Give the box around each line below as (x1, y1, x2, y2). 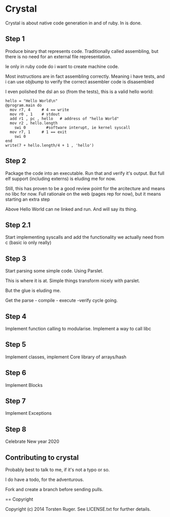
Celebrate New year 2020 (5, 438, 59, 445)
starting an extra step (5, 196, 50, 202)
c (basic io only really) (5, 239, 52, 246)
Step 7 (5, 397, 26, 406)
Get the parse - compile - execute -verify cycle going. (5, 297, 118, 303)
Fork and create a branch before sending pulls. (5, 486, 104, 493)
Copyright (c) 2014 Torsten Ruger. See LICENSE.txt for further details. (5, 506, 151, 512)
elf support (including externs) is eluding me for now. (5, 175, 116, 181)
